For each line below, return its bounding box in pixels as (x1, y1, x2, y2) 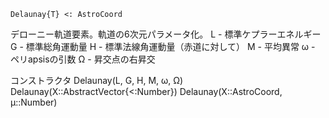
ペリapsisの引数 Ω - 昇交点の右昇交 (10, 53, 156, 65)
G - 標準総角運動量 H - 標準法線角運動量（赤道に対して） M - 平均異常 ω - (10, 41, 316, 52)
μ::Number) (10, 96, 58, 108)
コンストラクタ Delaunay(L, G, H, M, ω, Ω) (10, 75, 184, 86)
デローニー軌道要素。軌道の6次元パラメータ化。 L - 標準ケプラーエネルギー (10, 28, 322, 40)
